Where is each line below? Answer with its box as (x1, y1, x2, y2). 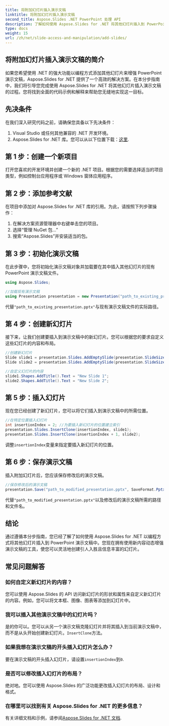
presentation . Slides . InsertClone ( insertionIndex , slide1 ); (5, 427, 132, 433)
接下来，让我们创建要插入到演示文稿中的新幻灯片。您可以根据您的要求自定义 (5, 334, 164, 340)
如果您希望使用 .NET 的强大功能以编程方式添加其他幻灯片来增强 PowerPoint (5, 70, 162, 76)
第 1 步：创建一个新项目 (5, 152, 77, 161)
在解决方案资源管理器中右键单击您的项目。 (12, 220, 101, 227)
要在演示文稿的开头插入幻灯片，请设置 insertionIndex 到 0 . (5, 656, 124, 662)
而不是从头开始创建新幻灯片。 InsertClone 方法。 (5, 630, 105, 636)
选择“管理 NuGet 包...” (12, 227, 58, 233)
